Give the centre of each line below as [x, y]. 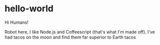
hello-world [29, 9]
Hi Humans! [17, 22]
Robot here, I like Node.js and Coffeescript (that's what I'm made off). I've [80, 32]
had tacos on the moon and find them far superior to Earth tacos [70, 37]
